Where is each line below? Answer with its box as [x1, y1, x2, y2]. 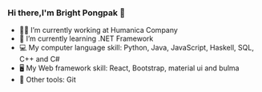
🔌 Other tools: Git [18, 75, 77, 85]
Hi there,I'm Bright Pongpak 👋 [7, 7, 126, 18]
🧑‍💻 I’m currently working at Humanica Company [18, 26, 178, 35]
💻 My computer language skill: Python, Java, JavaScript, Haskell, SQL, [18, 43, 254, 53]
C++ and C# [18, 54, 61, 64]
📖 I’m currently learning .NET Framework [18, 34, 154, 43]
